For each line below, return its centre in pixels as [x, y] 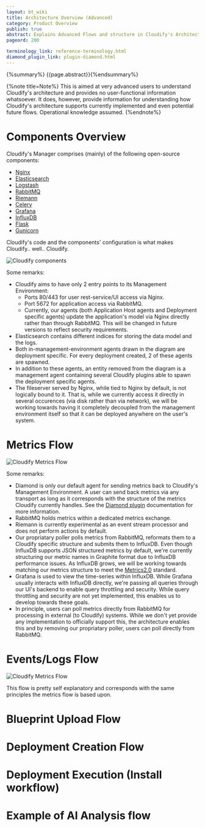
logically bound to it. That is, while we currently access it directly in [99, 394]
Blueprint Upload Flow [63, 719]
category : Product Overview [42, 23]
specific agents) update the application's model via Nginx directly [107, 316]
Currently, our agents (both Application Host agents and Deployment [110, 310]
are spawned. [32, 362]
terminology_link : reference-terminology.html [67, 52]
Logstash [27, 185]
